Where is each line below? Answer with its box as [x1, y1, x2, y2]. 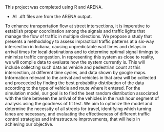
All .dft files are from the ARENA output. [12, 14, 92, 19]
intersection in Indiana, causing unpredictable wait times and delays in [5, 44, 146, 49]
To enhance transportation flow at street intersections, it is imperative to [5, 23, 150, 29]
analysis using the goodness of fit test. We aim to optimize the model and [5, 101, 153, 106]
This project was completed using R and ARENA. [5, 4, 103, 10]
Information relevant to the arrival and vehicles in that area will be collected [5, 75, 156, 80]
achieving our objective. [5, 121, 54, 127]
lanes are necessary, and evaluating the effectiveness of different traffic [5, 111, 150, 116]
